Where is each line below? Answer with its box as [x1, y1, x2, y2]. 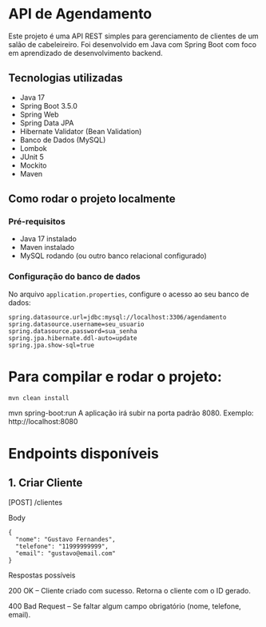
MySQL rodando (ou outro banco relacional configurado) [19, 251, 208, 260]
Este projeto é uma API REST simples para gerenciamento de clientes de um [8, 31, 259, 41]
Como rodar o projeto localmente [8, 192, 176, 206]
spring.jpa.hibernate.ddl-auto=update [8, 334, 137, 342]
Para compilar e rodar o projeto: [8, 367, 222, 386]
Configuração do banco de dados [8, 271, 141, 282]
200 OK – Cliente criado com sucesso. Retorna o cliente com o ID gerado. [8, 585, 252, 595]
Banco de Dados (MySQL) [19, 135, 106, 145]
